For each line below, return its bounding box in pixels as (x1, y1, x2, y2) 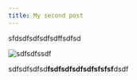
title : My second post (8, 11, 84, 20)
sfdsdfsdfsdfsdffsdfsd (8, 33, 81, 43)
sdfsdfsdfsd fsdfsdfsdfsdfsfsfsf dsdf (8, 64, 129, 74)
